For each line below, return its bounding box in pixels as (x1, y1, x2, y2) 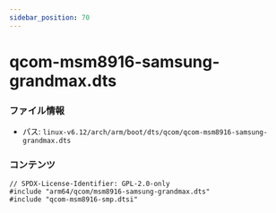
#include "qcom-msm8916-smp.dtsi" (9, 195, 139, 204)
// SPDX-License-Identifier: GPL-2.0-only (9, 180, 170, 189)
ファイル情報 (9, 104, 65, 116)
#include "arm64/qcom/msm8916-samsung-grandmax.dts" (9, 187, 211, 197)
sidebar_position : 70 (9, 13, 91, 22)
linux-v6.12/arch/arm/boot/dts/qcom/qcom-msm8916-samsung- (42, 128, 268, 137)
